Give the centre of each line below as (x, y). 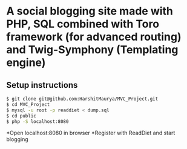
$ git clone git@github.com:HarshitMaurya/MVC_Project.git (82, 99)
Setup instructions (42, 85)
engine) (26, 63)
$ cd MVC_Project (28, 104)
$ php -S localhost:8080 (38, 121)
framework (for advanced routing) (94, 37)
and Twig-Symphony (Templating (92, 50)
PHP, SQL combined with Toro (83, 24)
